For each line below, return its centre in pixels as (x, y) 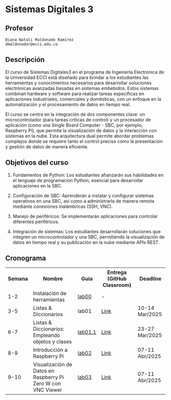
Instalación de (50, 293)
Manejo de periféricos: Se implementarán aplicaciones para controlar (85, 216)
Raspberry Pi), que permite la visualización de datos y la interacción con (81, 130)
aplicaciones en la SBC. (37, 186)
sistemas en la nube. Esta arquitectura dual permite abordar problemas (80, 136)
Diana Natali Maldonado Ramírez (39, 40)
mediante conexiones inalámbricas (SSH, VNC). (63, 206)
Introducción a (50, 350)
